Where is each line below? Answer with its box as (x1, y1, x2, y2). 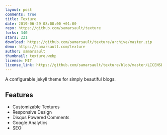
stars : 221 (5, 35, 28, 40)
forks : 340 (5, 30, 28, 35)
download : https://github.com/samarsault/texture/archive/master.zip (5, 40, 153, 45)
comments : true (5, 12, 37, 17)
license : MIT (5, 58, 32, 63)
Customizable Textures (12, 104, 60, 110)
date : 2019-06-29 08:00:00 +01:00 (5, 21, 77, 26)
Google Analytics (12, 120, 48, 126)
